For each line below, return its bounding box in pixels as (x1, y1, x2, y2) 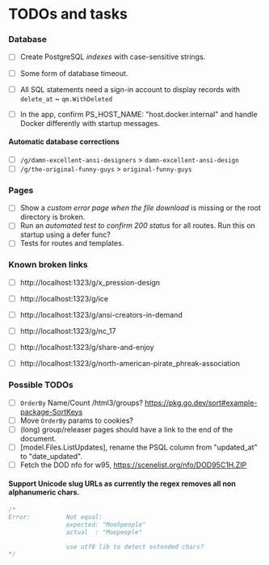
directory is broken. (19, 212, 86, 222)
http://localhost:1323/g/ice (19, 293, 109, 303)
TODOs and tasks (8, 5, 128, 23)
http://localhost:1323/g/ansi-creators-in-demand (19, 310, 183, 319)
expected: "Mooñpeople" (65, 521, 147, 529)
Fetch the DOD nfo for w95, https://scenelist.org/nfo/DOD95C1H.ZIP (19, 460, 247, 470)
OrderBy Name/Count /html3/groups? (19, 398, 144, 407)
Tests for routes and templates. (19, 238, 124, 248)
